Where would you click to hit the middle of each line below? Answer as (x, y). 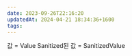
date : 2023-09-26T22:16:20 (45, 13)
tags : (15, 26)
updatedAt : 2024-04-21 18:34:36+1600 (61, 20)
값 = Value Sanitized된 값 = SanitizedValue (66, 46)
